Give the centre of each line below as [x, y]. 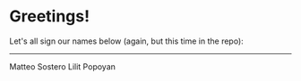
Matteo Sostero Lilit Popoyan [63, 66]
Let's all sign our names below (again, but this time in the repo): [126, 41]
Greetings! [50, 16]
